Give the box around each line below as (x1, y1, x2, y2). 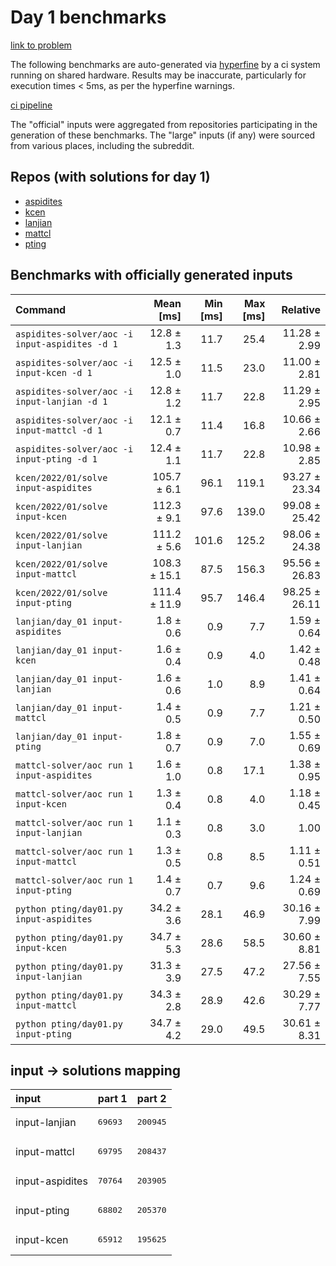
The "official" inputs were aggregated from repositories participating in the (10, 118, 318, 130)
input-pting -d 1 (15, 453, 98, 465)
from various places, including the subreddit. (10, 139, 195, 151)
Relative (281, 302, 321, 316)
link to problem (10, 39, 72, 51)
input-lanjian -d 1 (15, 396, 108, 407)
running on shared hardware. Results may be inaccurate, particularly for (10, 69, 307, 81)
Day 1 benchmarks (10, 6, 167, 29)
